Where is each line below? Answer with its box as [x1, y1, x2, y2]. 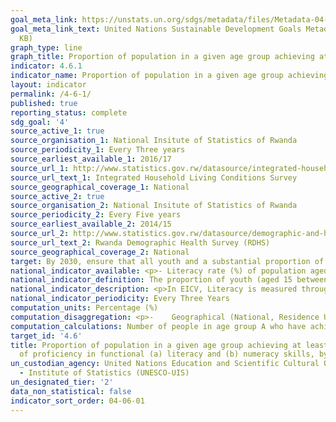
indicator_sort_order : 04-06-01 [10, 396, 145, 406]
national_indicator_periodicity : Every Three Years [10, 294, 230, 304]
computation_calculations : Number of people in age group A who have [10, 321, 307, 331]
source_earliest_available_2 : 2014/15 [10, 219, 172, 230]
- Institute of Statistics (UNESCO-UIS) [19, 368, 190, 378]
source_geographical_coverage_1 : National [10, 182, 190, 192]
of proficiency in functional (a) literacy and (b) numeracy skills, [19, 349, 315, 360]
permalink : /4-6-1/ [10, 89, 92, 99]
